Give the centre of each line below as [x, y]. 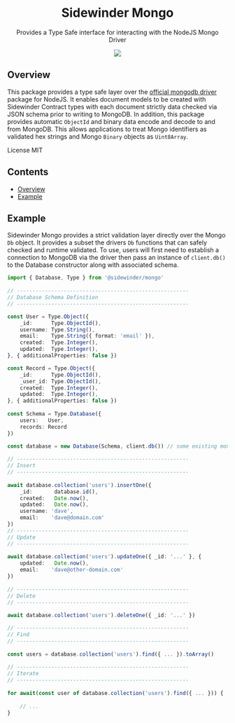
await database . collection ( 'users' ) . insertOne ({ [79, 485]
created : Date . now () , [55, 498]
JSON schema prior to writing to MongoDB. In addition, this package [106, 114]
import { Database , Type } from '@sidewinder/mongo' [86, 278]
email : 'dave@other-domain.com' [72, 570]
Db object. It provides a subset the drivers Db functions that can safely [107, 242]
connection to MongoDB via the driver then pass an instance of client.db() [116, 258]
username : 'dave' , [47, 511]
